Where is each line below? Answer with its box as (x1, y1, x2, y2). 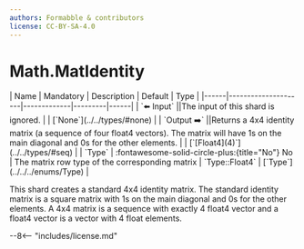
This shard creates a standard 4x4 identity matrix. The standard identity (9, 184, 279, 195)
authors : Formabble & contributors (9, 13, 145, 23)
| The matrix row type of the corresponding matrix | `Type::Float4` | (9, 156, 261, 168)
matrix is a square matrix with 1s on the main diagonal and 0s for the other (9, 194, 287, 204)
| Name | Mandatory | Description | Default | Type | (9, 91, 200, 102)
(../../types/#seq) (9, 147, 73, 158)
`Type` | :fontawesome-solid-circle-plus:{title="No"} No (84, 147, 293, 158)
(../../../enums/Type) (9, 166, 85, 177)
